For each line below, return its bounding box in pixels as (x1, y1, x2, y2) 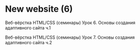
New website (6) (5, 3, 73, 15)
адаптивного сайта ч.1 (5, 25, 51, 30)
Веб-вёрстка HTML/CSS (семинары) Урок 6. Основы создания (5, 20, 136, 25)
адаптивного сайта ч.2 (5, 39, 52, 45)
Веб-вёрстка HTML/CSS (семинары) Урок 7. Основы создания (5, 34, 135, 40)
